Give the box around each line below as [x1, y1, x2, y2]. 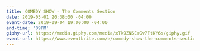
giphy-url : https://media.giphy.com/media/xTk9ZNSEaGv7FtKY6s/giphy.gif [6, 30, 190, 36]
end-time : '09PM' [6, 25, 49, 31]
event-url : [6, 36, 33, 42]
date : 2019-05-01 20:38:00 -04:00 [6, 14, 92, 20]
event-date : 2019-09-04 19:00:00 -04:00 [6, 19, 108, 25]
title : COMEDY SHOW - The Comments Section [6, 8, 116, 15]
